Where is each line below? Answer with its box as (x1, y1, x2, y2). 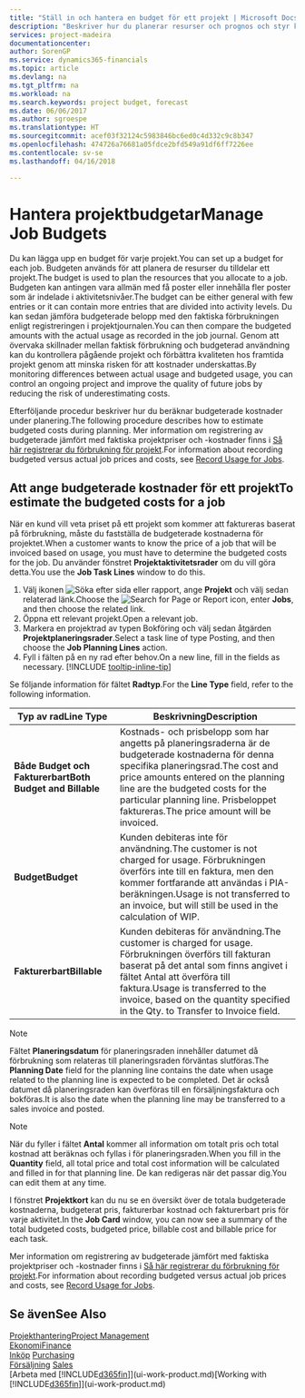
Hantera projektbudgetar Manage (9, 203, 264, 224)
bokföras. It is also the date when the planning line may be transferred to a (9, 1094, 286, 1105)
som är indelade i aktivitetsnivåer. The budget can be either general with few (9, 291, 293, 302)
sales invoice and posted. (9, 1104, 105, 1115)
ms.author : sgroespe (9, 114, 88, 123)
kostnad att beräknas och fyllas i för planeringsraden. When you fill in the (9, 1148, 281, 1159)
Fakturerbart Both (14, 771, 91, 783)
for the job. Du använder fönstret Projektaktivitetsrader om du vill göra (9, 557, 276, 568)
